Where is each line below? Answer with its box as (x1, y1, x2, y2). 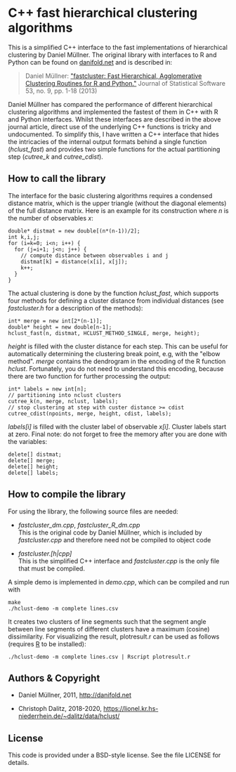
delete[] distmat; (8, 451, 62, 458)
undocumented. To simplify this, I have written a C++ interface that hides (8, 130, 220, 138)
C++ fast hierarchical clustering (8, 5, 198, 21)
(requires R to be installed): (8, 639, 86, 648)
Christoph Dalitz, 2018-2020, (18, 705, 103, 713)
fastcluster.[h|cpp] (18, 549, 72, 558)
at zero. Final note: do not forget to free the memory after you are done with (8, 430, 228, 438)
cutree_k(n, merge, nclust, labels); (8, 398, 119, 405)
